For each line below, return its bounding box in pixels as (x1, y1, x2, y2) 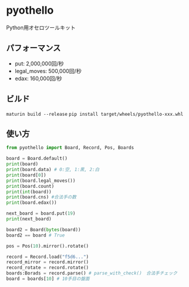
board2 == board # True (6, 232, 65, 238)
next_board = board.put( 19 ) (6, 210, 76, 217)
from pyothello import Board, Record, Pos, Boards (6, 145, 134, 151)
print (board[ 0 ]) (6, 172, 46, 178)
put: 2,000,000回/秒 (14, 60, 64, 67)
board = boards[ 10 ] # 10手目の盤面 (6, 276, 90, 282)
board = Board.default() (6, 156, 68, 162)
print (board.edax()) (6, 200, 58, 206)
